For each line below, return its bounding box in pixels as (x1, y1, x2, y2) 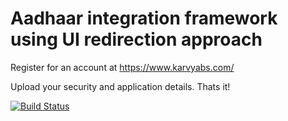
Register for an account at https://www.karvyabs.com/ (10, 61, 235, 73)
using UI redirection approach (10, 28, 263, 51)
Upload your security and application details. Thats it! (10, 80, 231, 92)
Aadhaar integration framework (10, 7, 278, 30)
